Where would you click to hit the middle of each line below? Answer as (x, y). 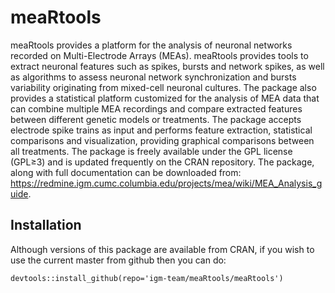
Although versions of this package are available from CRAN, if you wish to (162, 249)
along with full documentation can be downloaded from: (126, 172)
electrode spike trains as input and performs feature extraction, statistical (161, 130)
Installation (46, 225)
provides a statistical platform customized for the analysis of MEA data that (165, 98)
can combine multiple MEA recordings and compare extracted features (156, 108)
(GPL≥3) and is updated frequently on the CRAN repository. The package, (162, 162)
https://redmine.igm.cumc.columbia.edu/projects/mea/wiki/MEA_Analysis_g (166, 183)
